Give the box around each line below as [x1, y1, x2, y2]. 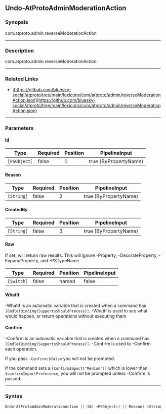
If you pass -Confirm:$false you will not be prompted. [5, 355, 115, 361]
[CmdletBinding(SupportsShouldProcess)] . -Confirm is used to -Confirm [5, 341, 151, 347]
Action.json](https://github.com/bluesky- [12, 97, 95, 103]
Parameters [5, 125, 34, 132]
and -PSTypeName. [40, 258, 81, 264]
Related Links [5, 75, 39, 82]
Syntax [5, 393, 23, 400]
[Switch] [7, 279, 28, 284]
